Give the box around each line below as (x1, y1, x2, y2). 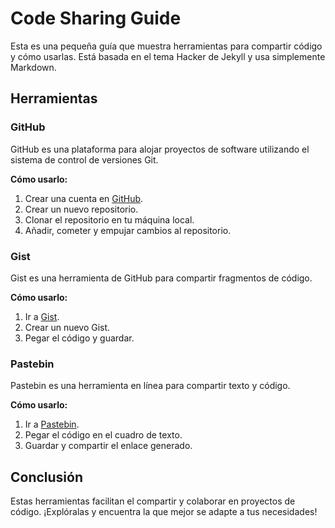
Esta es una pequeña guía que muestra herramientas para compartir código (10, 40, 323, 52)
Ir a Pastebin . (24, 418, 80, 431)
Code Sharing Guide (10, 7, 182, 30)
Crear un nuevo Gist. (24, 321, 111, 333)
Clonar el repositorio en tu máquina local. (24, 213, 195, 226)
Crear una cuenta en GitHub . (24, 192, 144, 204)
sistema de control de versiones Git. (10, 153, 159, 166)
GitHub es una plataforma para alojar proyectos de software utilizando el (10, 143, 310, 155)
